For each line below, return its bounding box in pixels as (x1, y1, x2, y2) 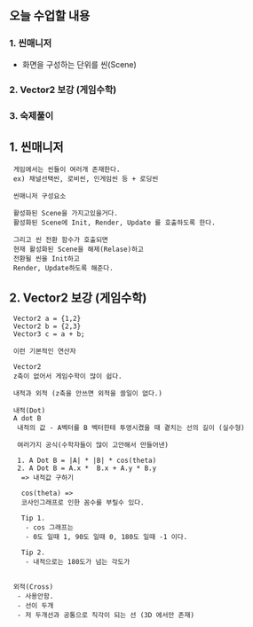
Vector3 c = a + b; (12, 330, 86, 339)
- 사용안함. (17, 592, 54, 601)
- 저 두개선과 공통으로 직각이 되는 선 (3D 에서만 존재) (17, 611, 195, 620)
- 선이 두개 (17, 601, 54, 610)
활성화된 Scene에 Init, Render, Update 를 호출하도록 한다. (12, 218, 216, 228)
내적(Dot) (12, 406, 46, 415)
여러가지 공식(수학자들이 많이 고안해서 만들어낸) (17, 441, 170, 450)
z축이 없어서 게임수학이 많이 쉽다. (12, 372, 123, 381)
